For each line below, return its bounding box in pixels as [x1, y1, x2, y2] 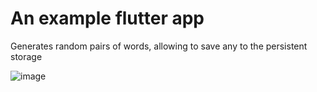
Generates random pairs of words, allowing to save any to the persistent [10, 40, 308, 52]
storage [10, 50, 43, 62]
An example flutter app [10, 7, 205, 30]
